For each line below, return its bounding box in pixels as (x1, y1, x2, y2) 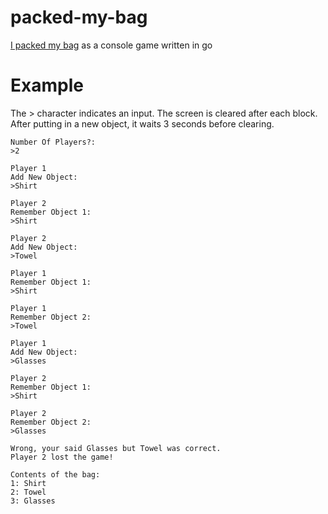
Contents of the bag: (10, 469, 101, 480)
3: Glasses (10, 496, 56, 506)
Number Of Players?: (10, 137, 97, 147)
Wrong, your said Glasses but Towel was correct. (10, 443, 222, 453)
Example (10, 74, 84, 97)
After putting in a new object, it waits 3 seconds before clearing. (10, 117, 275, 130)
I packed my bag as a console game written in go (10, 39, 213, 51)
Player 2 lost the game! (10, 452, 114, 462)
